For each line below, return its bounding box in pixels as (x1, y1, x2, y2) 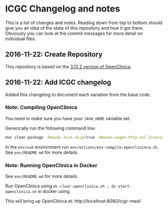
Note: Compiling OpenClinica (5, 104, 77, 111)
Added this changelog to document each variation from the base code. (5, 91, 151, 97)
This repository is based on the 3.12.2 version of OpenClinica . (5, 63, 132, 69)
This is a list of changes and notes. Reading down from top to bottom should (5, 20, 162, 26)
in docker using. (37, 188, 71, 194)
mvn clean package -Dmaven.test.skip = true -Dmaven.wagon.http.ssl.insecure (5, 135, 166, 140)
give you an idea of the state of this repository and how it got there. (5, 25, 144, 31)
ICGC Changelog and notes (5, 3, 120, 15)
